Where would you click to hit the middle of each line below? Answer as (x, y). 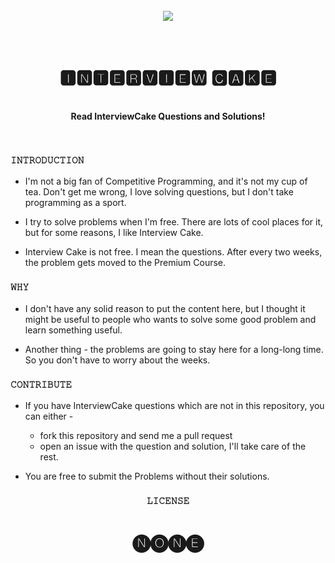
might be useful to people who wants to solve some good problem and (170, 319)
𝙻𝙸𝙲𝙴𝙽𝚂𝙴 (168, 500)
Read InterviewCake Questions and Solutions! (168, 116)
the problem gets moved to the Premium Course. (125, 263)
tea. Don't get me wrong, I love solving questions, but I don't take (159, 192)
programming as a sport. (75, 203)
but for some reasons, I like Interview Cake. (114, 233)
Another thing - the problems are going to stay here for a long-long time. (174, 349)
